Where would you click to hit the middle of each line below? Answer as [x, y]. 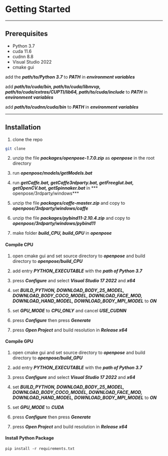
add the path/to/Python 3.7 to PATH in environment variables [70, 77]
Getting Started [38, 9]
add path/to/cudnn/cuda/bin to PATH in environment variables [72, 107]
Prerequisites [26, 34]
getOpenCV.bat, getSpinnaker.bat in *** [55, 188]
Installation [23, 127]
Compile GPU [19, 341]
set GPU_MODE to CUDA [38, 407]
